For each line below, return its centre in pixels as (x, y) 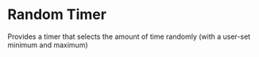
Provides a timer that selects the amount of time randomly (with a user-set (129, 36)
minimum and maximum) (48, 44)
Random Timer (57, 15)
